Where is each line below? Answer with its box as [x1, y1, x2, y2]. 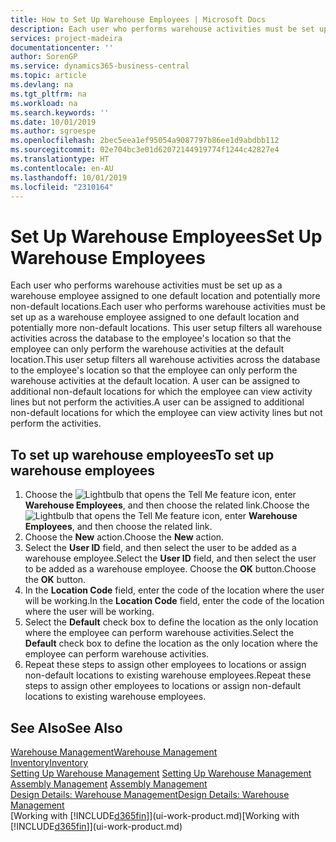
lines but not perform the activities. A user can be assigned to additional [10, 396, 305, 408]
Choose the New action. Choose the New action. [24, 531, 225, 543]
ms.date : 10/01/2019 [10, 117, 97, 127]
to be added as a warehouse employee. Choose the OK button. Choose [24, 563, 317, 575]
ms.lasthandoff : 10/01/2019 [10, 172, 128, 183]
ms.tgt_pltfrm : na [10, 89, 87, 99]
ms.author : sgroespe [10, 126, 97, 136]
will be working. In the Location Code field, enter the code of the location [24, 595, 325, 607]
